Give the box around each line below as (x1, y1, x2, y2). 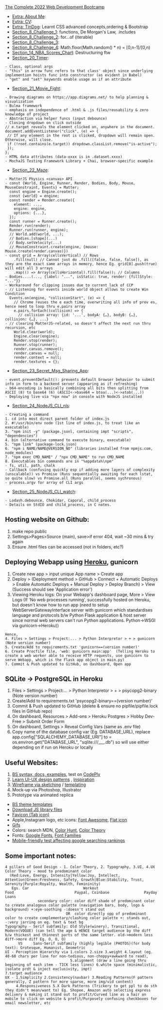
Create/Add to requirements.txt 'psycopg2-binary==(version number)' (12, 698, 153, 704)
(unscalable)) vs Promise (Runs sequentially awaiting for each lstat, (5, 472, 153, 477)
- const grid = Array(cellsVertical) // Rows (5, 253, 98, 258)
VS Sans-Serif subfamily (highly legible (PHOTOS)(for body (17, 941, 151, 946)
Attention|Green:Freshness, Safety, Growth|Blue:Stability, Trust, (5, 877, 145, 882)
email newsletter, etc (5, 1001, 51, 1006)
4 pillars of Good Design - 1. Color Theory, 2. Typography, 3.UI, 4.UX (5, 865, 155, 870)
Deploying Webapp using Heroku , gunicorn (5, 558, 138, 566)
